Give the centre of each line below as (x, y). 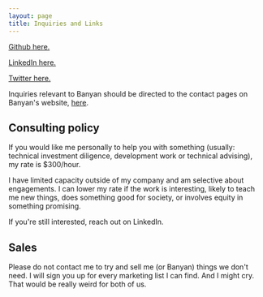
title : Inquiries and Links (56, 24)
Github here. (29, 46)
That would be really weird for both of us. (78, 284)
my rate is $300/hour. (45, 165)
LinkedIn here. (32, 62)
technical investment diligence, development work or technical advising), (131, 156)
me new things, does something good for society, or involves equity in (126, 198)
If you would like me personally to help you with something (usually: (122, 148)
